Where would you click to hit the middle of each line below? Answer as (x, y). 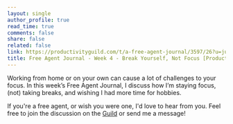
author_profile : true (38, 20)
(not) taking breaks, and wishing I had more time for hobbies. (94, 92)
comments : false (31, 33)
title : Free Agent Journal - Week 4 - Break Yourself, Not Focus (103, 59)
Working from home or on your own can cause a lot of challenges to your (112, 78)
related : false (29, 45)
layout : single (29, 13)
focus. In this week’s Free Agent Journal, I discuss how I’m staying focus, (112, 85)
